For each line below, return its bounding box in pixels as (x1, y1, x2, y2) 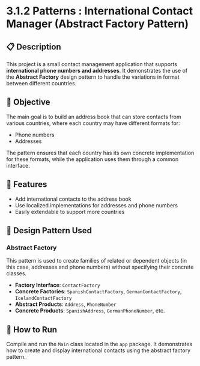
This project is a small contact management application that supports (6, 61, 177, 67)
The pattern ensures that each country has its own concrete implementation (6, 149, 195, 156)
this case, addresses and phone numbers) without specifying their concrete (6, 263, 194, 271)
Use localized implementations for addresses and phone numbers (14, 201, 178, 209)
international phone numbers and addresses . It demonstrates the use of (6, 67, 188, 74)
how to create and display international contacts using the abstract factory (6, 347, 191, 354)
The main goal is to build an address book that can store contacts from (6, 113, 181, 120)
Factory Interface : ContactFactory (14, 281, 100, 289)
